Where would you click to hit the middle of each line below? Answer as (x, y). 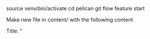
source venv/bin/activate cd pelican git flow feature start (76, 8)
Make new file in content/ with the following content (70, 19)
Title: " (14, 31)
